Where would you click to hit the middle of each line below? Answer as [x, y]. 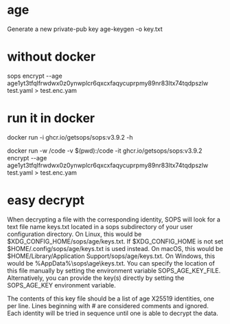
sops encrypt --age [35, 76]
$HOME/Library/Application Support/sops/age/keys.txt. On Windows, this [111, 256]
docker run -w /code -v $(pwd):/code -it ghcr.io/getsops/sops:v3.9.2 [105, 151]
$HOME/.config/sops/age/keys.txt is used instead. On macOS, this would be [115, 248]
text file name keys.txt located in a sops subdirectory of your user [100, 226]
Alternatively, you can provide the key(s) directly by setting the [96, 278]
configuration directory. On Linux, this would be [74, 234]
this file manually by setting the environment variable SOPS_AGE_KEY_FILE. [114, 270]
